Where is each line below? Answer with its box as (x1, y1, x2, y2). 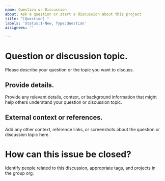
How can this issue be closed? (5, 149, 132, 159)
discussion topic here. (5, 132, 50, 137)
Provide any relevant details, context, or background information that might (5, 94, 157, 100)
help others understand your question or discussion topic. (5, 99, 122, 105)
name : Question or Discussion (5, 7, 67, 12)
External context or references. (5, 113, 103, 122)
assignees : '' (5, 25, 34, 30)
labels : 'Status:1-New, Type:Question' (5, 21, 87, 26)
